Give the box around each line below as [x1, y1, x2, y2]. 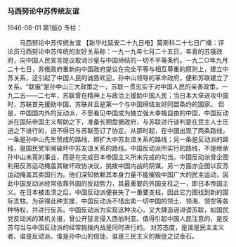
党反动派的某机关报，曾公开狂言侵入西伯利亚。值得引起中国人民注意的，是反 [7, 215, 229, 223]
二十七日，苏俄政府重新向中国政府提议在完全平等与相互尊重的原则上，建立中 [7, 65, 229, 73]
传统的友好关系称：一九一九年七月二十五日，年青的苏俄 [55, 47, 216, 56]
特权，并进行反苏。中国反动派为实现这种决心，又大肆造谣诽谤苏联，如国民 [13, 205, 229, 214]
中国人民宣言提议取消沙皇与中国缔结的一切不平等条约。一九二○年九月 [25, 56, 228, 65]
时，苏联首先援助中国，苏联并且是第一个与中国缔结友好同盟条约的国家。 [7, 100, 216, 108]
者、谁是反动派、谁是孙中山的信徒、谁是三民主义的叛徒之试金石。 [7, 232, 198, 241]
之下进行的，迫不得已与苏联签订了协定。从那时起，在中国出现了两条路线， [13, 127, 229, 135]
